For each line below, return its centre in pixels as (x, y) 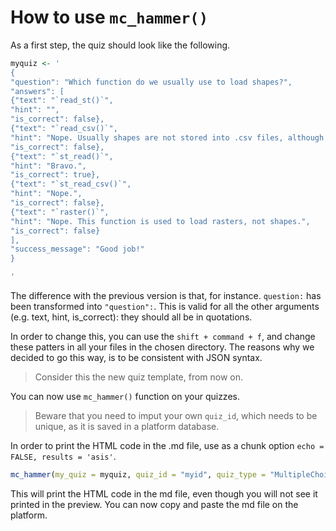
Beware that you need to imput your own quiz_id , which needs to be (176, 416)
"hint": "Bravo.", (48, 166)
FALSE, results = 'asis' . (63, 457)
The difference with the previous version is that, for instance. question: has (166, 296)
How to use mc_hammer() (109, 17)
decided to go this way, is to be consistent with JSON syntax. (136, 358)
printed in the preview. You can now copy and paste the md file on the (154, 504)
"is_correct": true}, (55, 175)
